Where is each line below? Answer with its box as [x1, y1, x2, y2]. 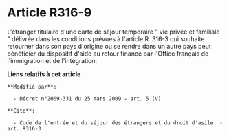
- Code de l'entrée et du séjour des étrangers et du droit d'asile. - [13, 119, 223, 126]
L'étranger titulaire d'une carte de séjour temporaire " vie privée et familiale [7, 27, 220, 36]
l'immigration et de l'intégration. [7, 56, 98, 65]
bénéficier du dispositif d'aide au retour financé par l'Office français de [7, 49, 209, 58]
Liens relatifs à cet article [7, 70, 81, 78]
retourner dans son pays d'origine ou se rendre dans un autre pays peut [7, 42, 211, 50]
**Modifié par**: [7, 83, 57, 90]
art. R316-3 [7, 125, 41, 132]
